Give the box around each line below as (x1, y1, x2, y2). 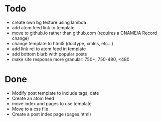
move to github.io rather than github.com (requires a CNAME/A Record (11, 30, 158, 36)
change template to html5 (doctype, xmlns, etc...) (11, 40, 113, 46)
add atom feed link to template (11, 24, 75, 30)
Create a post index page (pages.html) (11, 111, 91, 117)
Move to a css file (11, 106, 48, 112)
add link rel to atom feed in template (11, 46, 86, 52)
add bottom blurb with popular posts (11, 51, 87, 57)
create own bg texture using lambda (11, 19, 87, 25)
